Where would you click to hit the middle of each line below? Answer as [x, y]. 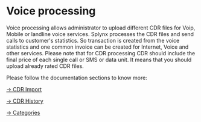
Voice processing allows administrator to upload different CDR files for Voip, [101, 28]
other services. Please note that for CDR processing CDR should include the [101, 53]
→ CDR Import [24, 89]
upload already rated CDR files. [45, 66]
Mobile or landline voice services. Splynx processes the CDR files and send [100, 34]
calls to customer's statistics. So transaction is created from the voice [93, 40]
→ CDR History [25, 101]
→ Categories [23, 112]
